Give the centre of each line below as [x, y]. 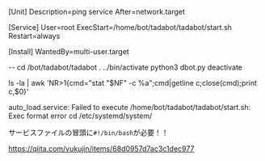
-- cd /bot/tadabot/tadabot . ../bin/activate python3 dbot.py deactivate [126, 67]
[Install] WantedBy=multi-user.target [69, 51]
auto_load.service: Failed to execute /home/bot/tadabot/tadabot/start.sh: [130, 107]
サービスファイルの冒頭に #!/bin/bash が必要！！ [88, 132]
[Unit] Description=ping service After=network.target [97, 12]
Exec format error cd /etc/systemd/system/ [80, 116]
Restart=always [34, 36]
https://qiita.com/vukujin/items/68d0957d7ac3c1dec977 [101, 148]
